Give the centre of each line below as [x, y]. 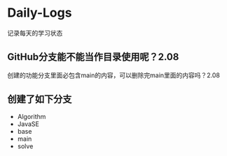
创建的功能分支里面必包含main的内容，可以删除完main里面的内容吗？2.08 [114, 75]
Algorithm [32, 116]
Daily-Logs [40, 13]
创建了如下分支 [40, 99]
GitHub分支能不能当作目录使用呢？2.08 [93, 57]
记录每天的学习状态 [35, 33]
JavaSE [28, 124]
